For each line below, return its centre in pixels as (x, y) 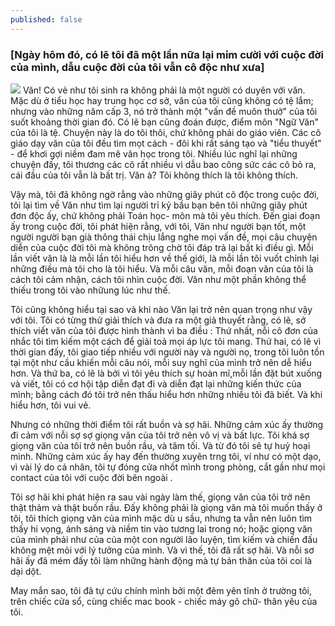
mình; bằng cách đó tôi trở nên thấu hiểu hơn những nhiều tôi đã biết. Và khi (166, 394)
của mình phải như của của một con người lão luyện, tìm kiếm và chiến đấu (164, 539)
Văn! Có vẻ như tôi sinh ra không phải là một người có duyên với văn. (164, 90)
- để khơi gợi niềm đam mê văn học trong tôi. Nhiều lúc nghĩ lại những (154, 153)
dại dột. (26, 571)
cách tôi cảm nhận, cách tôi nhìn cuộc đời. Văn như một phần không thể (158, 279)
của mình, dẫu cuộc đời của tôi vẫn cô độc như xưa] (137, 67)
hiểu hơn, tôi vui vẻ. (51, 405)
